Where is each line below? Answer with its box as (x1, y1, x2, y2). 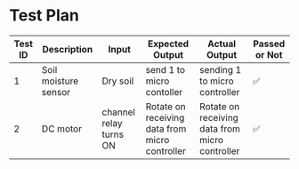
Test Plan (9, 5, 80, 26)
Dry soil (101, 75, 134, 87)
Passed (253, 37, 286, 50)
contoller (145, 85, 183, 98)
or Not (255, 48, 283, 60)
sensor (41, 85, 71, 98)
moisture (41, 75, 79, 87)
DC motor (41, 122, 83, 134)
